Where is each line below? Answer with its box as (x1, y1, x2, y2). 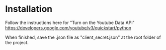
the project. (5, 39, 29, 45)
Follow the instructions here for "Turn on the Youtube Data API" (5, 20, 135, 25)
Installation (5, 3, 53, 15)
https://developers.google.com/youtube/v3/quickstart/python (5, 25, 132, 30)
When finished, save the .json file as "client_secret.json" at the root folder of (5, 34, 161, 40)
